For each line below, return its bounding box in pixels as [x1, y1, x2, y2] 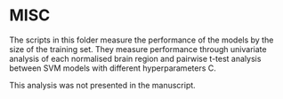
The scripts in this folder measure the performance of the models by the [9, 34, 274, 45]
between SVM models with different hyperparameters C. [9, 63, 216, 73]
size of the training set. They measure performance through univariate [9, 43, 267, 54]
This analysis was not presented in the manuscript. [9, 80, 196, 90]
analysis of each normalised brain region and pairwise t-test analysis [9, 53, 262, 64]
